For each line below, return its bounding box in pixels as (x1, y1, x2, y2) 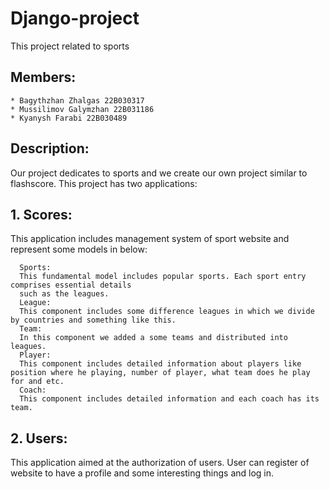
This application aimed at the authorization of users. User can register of (10, 457, 310, 469)
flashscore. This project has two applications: (10, 177, 198, 189)
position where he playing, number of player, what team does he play (10, 368, 311, 378)
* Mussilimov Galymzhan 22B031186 (10, 104, 155, 114)
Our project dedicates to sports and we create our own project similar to (10, 167, 308, 179)
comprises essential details (10, 280, 132, 291)
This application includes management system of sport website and (10, 233, 290, 245)
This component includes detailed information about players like (19, 359, 302, 369)
